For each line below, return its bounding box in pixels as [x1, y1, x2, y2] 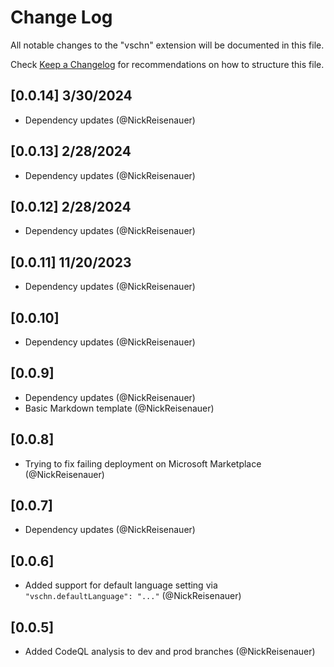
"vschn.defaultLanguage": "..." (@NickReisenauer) [24, 590, 242, 602]
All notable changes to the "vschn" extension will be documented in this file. [10, 39, 325, 51]
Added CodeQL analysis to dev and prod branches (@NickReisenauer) [24, 646, 316, 658]
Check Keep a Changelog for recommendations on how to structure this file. [10, 58, 325, 70]
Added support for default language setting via [24, 579, 218, 591]
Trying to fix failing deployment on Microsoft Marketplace [24, 457, 262, 470]
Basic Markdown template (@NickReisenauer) [24, 402, 215, 414]
